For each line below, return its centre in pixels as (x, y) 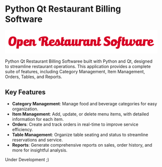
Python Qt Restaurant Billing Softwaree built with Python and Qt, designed (79, 61)
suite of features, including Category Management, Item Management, (75, 72)
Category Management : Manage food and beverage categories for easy (84, 104)
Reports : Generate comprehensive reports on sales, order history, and (82, 145)
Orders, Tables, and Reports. (34, 77)
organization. (25, 109)
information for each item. (38, 119)
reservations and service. (37, 140)
